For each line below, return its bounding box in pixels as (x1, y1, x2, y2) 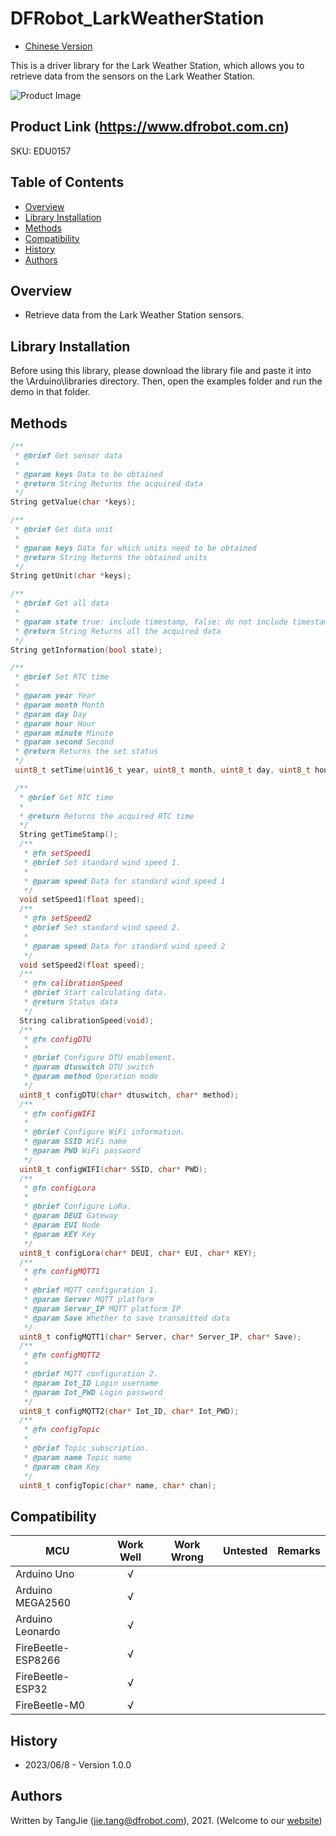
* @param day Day (14, 709, 87, 719)
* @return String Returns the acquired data (14, 478, 203, 489)
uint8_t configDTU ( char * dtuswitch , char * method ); (19, 1090, 240, 1100)
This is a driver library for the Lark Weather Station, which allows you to (10, 59, 305, 71)
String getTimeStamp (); (19, 830, 118, 840)
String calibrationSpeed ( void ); (19, 1015, 155, 1026)
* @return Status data (23, 997, 118, 1007)
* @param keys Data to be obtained (14, 469, 163, 479)
